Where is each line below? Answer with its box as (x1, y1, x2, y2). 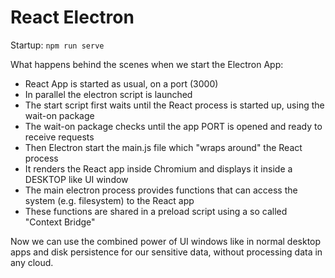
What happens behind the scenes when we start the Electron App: (10, 58, 284, 70)
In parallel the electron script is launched (24, 88, 193, 100)
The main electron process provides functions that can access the (24, 184, 298, 196)
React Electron (10, 6, 135, 29)
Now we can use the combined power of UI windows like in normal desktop (10, 235, 322, 247)
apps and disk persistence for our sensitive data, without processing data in (10, 246, 323, 258)
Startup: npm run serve (10, 39, 105, 51)
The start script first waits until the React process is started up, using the (24, 99, 325, 111)
